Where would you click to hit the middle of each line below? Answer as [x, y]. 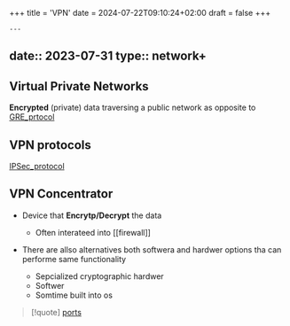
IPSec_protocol [37, 167]
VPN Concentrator [61, 194]
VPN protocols [50, 145]
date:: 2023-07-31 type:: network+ [108, 56]
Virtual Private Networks [79, 86]
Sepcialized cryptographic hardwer [99, 276]
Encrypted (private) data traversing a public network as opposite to [133, 108]
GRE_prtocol [32, 117]
